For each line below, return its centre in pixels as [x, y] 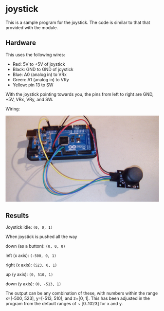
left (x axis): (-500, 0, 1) [31, 256]
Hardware [21, 43]
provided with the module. [32, 27]
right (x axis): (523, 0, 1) [31, 265]
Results [17, 215]
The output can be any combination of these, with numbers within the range [82, 293]
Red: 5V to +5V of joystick [39, 64]
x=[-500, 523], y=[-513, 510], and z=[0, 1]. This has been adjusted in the [78, 298]
